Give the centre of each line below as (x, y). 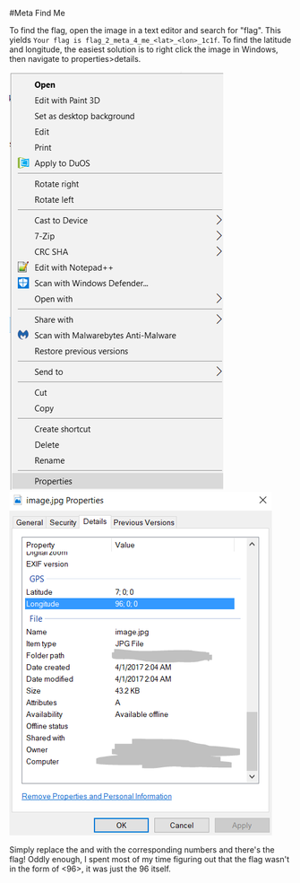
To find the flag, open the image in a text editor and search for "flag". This (146, 30)
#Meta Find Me (37, 13)
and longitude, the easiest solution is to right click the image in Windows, (144, 49)
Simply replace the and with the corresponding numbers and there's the (142, 850)
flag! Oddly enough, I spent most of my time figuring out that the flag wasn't (150, 859)
